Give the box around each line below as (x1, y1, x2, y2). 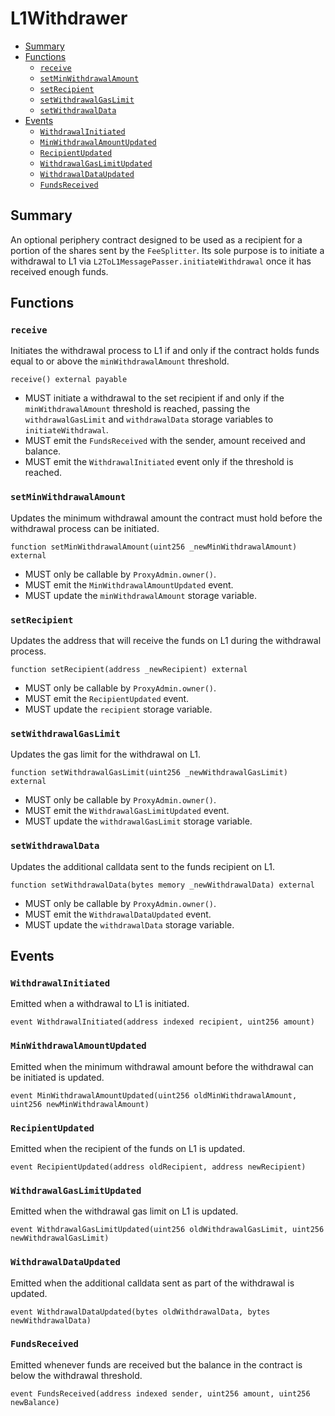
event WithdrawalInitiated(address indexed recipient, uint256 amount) (10, 1017, 315, 1027)
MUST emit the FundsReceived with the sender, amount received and (24, 435, 306, 447)
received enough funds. (10, 265, 109, 277)
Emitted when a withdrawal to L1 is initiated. (10, 998, 190, 1010)
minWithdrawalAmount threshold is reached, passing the (24, 403, 251, 415)
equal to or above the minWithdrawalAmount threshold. (10, 355, 230, 367)
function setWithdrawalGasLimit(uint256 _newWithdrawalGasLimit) (10, 768, 288, 778)
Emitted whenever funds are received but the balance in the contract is (10, 1358, 303, 1371)
